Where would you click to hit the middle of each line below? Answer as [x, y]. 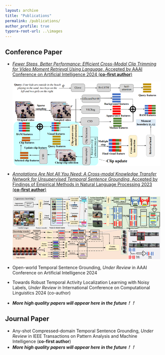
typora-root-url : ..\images [34, 31]
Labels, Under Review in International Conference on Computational [81, 287]
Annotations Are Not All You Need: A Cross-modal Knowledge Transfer [84, 174]
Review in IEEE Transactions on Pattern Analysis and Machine [75, 336]
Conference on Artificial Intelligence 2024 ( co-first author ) [72, 74]
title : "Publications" [28, 16]
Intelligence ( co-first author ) [42, 341]
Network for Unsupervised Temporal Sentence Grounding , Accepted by [85, 179]
